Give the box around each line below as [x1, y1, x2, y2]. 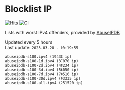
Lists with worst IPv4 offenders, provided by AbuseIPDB [5, 29, 120, 35]
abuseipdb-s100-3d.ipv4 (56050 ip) [5, 67, 79, 72]
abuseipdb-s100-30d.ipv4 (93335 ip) [5, 76, 81, 81]
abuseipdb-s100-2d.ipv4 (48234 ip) [5, 63, 79, 68]
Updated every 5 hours [5, 39, 53, 45]
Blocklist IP [5, 3, 52, 15]
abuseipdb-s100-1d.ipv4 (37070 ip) [5, 58, 79, 63]
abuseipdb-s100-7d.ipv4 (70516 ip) [5, 71, 79, 77]
